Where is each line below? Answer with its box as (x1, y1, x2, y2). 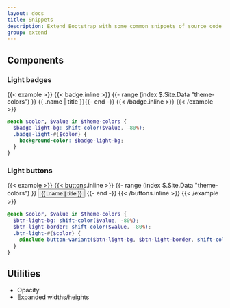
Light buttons (7, 166, 53, 176)
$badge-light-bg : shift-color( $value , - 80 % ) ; (13, 124, 146, 131)
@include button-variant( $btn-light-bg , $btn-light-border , (19, 236, 194, 243)
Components (7, 54, 64, 66)
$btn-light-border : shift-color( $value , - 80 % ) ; (13, 223, 152, 231)
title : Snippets (7, 16, 53, 23)
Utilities (7, 268, 41, 279)
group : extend (7, 29, 48, 36)
